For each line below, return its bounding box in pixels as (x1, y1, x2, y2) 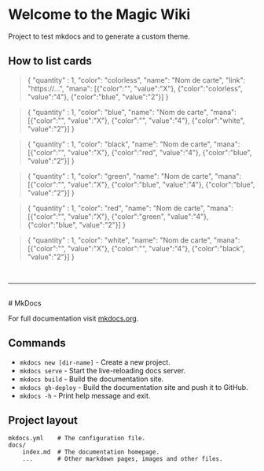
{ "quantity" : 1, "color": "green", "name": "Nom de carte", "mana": (27, 171, 242, 180)
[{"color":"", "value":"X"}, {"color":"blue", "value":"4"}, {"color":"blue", (27, 180, 255, 189)
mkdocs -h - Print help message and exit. (19, 391, 151, 400)
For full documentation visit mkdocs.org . (8, 313, 139, 323)
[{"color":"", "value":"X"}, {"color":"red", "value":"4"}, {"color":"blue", (27, 147, 252, 157)
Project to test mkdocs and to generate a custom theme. (8, 32, 190, 41)
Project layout (8, 414, 79, 427)
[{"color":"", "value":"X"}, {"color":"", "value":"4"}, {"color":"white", (27, 116, 245, 125)
